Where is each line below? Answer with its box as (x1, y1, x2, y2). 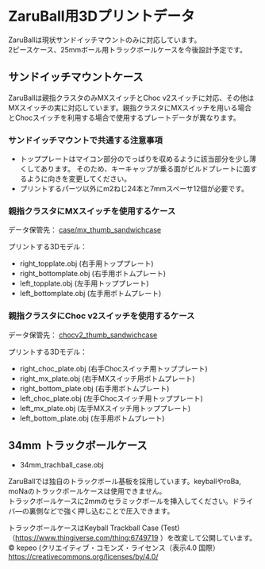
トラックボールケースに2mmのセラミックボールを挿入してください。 (8, 497, 232, 506)
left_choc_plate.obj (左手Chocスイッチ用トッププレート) (19, 394, 204, 403)
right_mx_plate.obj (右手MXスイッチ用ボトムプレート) (19, 374, 195, 383)
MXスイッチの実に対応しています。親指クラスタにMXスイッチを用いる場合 (8, 102, 252, 112)
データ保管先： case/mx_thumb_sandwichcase (8, 225, 161, 235)
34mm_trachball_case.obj (19, 460, 105, 470)
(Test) (160, 523, 180, 532)
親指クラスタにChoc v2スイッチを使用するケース (8, 310, 195, 321)
